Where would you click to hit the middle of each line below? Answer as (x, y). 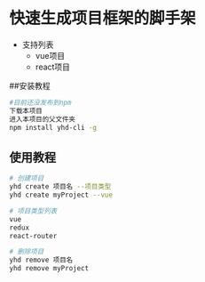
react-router (33, 236)
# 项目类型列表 (33, 211)
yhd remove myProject (49, 269)
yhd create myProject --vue (61, 195)
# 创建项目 (27, 179)
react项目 (53, 67)
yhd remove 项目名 (41, 260)
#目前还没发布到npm (40, 102)
